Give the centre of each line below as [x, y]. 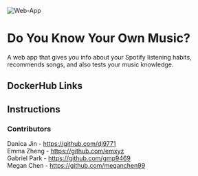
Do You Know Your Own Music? [99, 38]
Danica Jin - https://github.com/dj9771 [62, 144]
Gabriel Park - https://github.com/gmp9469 [69, 158]
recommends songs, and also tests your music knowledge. [90, 64]
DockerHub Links [45, 86]
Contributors [29, 129]
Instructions [34, 109]
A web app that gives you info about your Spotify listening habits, [99, 57]
